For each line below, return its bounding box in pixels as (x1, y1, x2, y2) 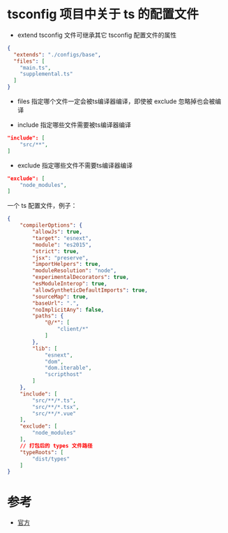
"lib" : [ (32, 345, 58, 352)
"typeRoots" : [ (20, 449, 64, 456)
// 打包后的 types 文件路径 (20, 442, 93, 449)
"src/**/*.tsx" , (32, 403, 79, 410)
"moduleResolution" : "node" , (32, 267, 117, 274)
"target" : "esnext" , (32, 234, 92, 241)
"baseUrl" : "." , (32, 299, 79, 307)
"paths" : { (32, 313, 64, 320)
